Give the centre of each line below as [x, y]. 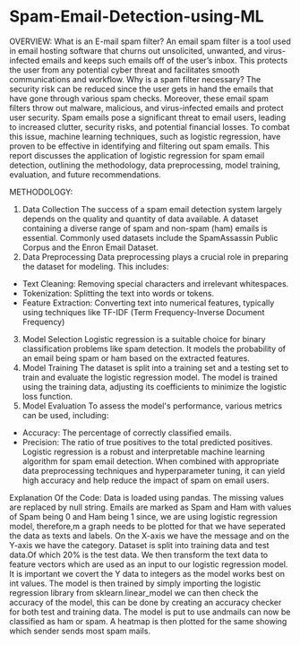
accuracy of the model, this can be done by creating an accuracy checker [146, 602]
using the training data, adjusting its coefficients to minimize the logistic [154, 386]
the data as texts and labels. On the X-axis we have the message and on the [149, 536]
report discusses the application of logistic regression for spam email [137, 155]
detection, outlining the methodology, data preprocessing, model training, [145, 165]
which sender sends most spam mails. [80, 631]
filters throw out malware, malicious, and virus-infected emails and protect [146, 107]
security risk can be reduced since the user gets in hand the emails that [141, 89]
